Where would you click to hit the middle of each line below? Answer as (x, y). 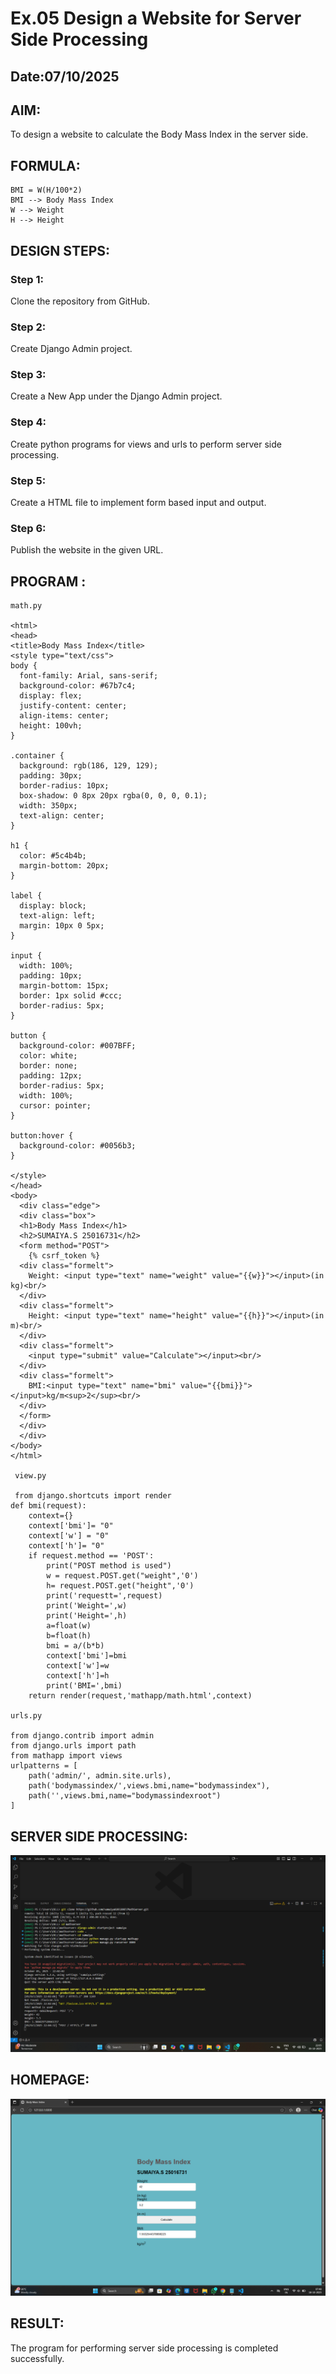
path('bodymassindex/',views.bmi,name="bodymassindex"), (149, 1786)
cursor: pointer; (55, 1106)
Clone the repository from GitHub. (80, 301)
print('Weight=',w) (87, 1606)
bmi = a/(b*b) (75, 1646)
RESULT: (37, 2323)
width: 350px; (48, 806)
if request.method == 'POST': (91, 1556)
